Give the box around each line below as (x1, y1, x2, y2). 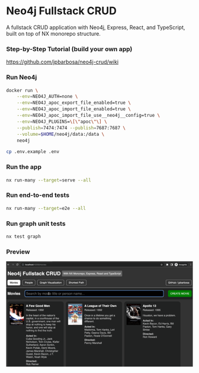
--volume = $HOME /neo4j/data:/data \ (17, 131, 105, 137)
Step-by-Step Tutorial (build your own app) (6, 44, 133, 53)
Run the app (6, 163, 41, 171)
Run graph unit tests (6, 219, 66, 228)
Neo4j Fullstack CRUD (6, 4, 117, 18)
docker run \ (6, 87, 38, 93)
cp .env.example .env (6, 149, 60, 155)
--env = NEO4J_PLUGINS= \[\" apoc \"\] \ (17, 119, 108, 125)
